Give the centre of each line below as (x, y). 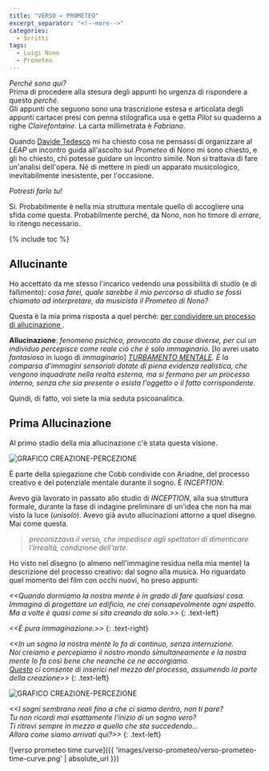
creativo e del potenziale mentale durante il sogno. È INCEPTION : (117, 482)
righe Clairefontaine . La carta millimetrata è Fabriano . (97, 126)
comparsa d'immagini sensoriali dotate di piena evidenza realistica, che (128, 365)
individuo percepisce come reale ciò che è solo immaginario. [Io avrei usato (134, 349)
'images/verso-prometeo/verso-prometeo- (186, 749)
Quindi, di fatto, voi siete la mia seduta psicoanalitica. (97, 398)
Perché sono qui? (38, 83)
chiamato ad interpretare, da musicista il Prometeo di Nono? (109, 301)
